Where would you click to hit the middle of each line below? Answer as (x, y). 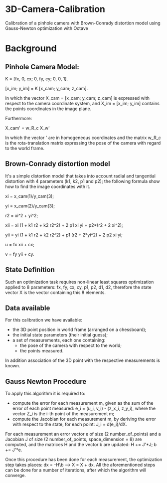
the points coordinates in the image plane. (48, 109)
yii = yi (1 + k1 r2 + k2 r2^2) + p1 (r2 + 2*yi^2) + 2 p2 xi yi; (64, 235)
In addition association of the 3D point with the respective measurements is (83, 360)
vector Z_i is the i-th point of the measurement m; (63, 414)
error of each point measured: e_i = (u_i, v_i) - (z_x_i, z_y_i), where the (84, 408)
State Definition (30, 270)
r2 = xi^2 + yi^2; (22, 215)
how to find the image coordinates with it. (48, 186)
